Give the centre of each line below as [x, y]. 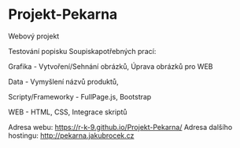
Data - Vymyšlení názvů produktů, [64, 81]
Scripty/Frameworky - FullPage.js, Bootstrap [80, 96]
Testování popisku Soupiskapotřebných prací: [82, 51]
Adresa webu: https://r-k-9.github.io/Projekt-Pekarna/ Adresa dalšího [120, 127]
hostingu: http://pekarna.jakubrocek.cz [71, 135]
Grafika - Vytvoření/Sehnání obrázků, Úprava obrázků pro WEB [111, 66]
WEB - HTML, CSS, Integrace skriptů [68, 112]
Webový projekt [34, 36]
